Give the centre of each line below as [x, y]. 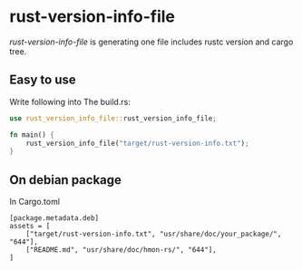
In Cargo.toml [35, 202]
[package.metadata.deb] [54, 218]
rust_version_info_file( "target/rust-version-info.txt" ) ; [137, 143]
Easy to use [43, 80]
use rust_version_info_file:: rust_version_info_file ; [113, 118]
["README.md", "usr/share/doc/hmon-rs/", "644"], [122, 250]
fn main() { [32, 135]
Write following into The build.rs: [70, 101]
